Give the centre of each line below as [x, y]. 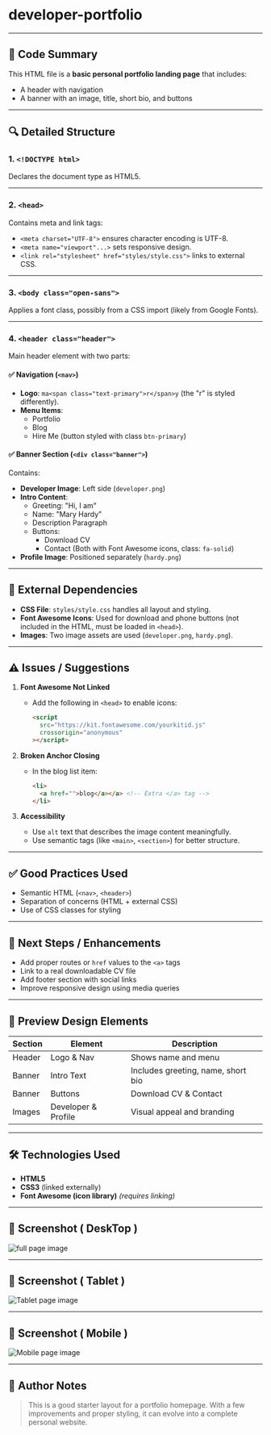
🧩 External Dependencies [73, 590]
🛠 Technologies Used [65, 1155]
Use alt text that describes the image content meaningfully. [131, 832]
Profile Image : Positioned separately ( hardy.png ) [100, 557]
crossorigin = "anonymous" [81, 733]
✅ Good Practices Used [68, 873]
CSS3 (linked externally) [60, 1187]
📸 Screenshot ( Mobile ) [68, 1333]
